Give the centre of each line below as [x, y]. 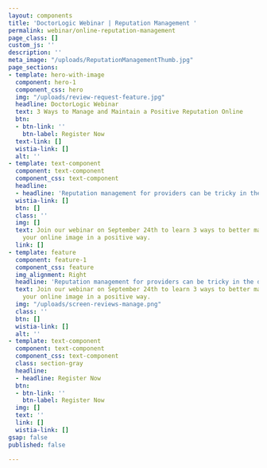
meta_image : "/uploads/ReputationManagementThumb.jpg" [101, 60]
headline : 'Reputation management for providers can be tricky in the [135, 282]
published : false [37, 445]
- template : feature [43, 252]
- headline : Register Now [58, 378]
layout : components [41, 16]
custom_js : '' [32, 45]
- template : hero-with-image [56, 75]
